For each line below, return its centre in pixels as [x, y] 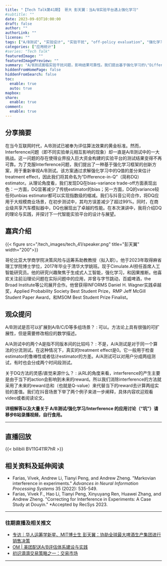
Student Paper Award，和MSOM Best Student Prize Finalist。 [68, 297]
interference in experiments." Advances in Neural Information [75, 483]
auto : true [21, 88]
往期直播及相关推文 [28, 523]
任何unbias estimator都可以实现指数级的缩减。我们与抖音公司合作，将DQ [80, 195]
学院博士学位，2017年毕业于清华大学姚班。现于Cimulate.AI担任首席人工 [87, 266]
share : [12, 97]
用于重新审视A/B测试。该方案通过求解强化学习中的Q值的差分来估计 [82, 170]
